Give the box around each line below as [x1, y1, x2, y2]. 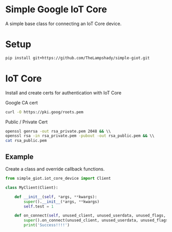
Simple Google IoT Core [5, 4, 107, 15]
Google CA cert [5, 99, 38, 106]
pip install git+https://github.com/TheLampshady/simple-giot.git [5, 55, 150, 60]
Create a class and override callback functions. [5, 166, 105, 172]
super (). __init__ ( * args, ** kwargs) [24, 199, 100, 204]
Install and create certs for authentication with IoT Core [5, 90, 122, 96]
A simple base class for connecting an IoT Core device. [5, 20, 122, 27]
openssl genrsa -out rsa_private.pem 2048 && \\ [5, 129, 111, 134]
